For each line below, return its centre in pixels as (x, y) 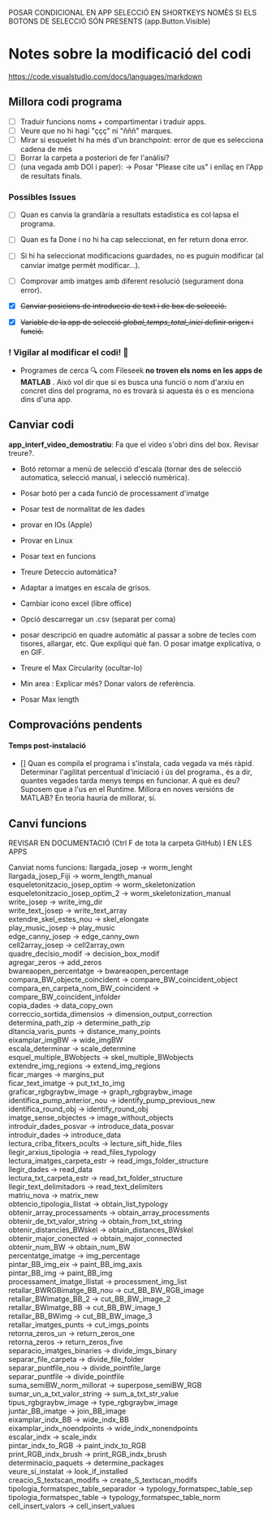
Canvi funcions (47, 823)
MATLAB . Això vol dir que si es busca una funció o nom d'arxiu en (132, 383)
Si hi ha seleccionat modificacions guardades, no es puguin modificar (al (142, 256)
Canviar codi (41, 425)
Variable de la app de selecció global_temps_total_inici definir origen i (137, 322)
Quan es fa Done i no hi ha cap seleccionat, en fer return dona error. (134, 240)
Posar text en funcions (58, 556)
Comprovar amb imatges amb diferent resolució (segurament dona (132, 281)
